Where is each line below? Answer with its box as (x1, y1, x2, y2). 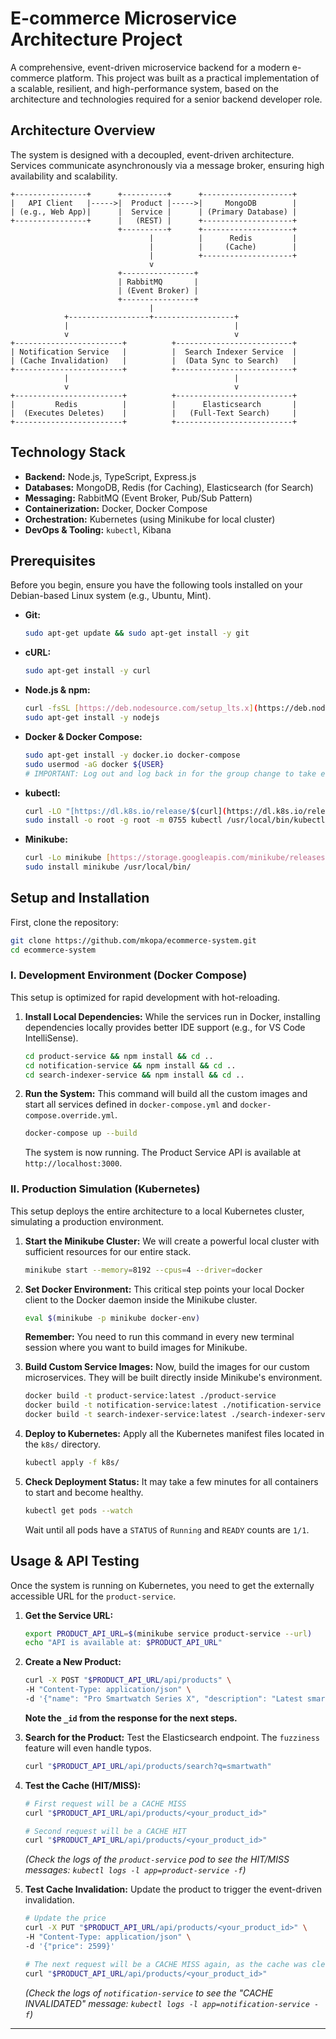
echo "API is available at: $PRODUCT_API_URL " (24, 1638, 223, 1648)
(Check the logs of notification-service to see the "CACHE (24, 1987, 274, 1999)
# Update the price (24, 1913, 107, 1924)
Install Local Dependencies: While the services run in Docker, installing (24, 1010, 321, 1022)
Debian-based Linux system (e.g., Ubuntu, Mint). (10, 590, 212, 602)
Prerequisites (10, 552, 96, 569)
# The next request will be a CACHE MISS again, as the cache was (24, 1959, 308, 1969)
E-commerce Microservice (10, 7, 237, 30)
